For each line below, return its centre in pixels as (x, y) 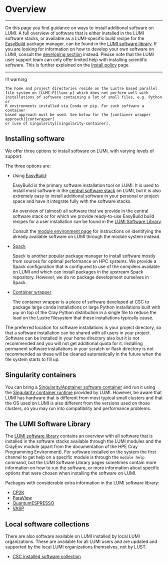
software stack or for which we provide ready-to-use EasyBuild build (83, 216)
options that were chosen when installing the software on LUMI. (71, 473)
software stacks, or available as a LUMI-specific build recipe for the (75, 38)
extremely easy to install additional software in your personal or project (85, 195)
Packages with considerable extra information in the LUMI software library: (82, 483)
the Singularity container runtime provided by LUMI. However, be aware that (83, 392)
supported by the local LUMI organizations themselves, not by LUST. (76, 547)
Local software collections (47, 524)
